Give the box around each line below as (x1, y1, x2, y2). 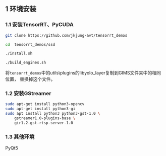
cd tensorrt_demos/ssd (5, 42, 56, 47)
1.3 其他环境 (5, 133, 35, 140)
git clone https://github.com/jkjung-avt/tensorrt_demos (5, 33, 128, 38)
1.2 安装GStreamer (5, 90, 51, 97)
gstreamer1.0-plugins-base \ (14, 116, 76, 121)
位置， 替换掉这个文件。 (5, 76, 56, 82)
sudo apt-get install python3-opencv (5, 102, 85, 107)
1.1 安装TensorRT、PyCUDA (5, 21, 74, 28)
